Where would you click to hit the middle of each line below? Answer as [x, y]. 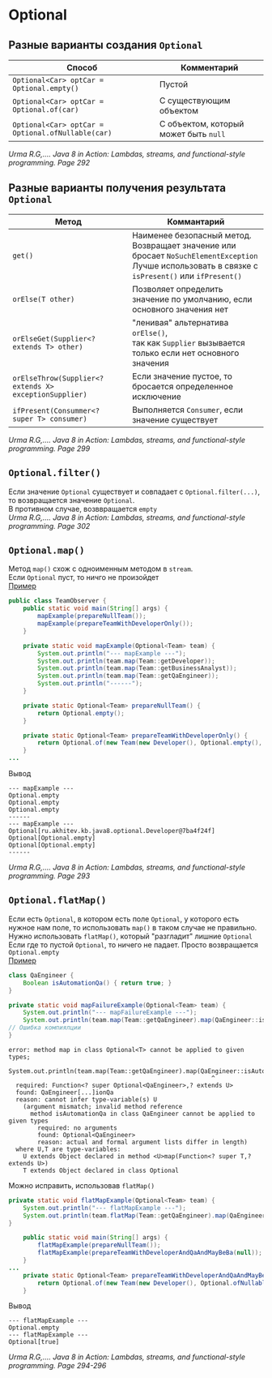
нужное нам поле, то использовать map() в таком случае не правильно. [133, 927]
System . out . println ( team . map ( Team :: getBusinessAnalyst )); [137, 668]
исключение [157, 397]
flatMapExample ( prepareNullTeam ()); [99, 1245]
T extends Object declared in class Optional [101, 1170]
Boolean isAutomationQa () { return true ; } [98, 983]
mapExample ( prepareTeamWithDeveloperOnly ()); [116, 624]
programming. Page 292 [49, 163]
